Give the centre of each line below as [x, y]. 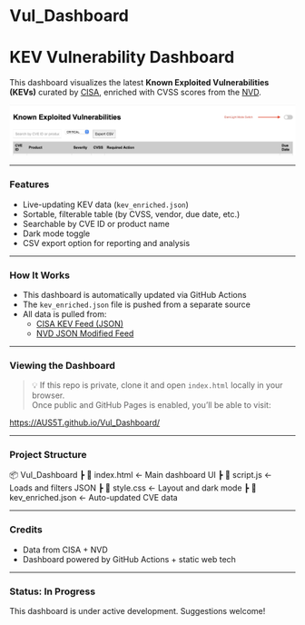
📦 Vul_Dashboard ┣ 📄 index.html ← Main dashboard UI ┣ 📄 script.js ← [141, 475]
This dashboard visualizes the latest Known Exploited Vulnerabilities [139, 83]
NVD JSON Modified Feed [85, 333]
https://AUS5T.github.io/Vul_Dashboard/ [85, 422]
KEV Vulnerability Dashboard [122, 58]
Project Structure [48, 455]
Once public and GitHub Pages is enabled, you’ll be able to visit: [151, 405]
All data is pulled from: [64, 313]
